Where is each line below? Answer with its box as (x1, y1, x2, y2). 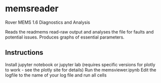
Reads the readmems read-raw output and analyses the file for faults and (5, 29, 154, 35)
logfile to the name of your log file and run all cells (5, 72, 107, 78)
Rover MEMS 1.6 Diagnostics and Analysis (5, 19, 90, 25)
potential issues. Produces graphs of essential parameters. (5, 34, 125, 40)
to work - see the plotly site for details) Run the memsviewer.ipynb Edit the (5, 67, 157, 73)
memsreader (5, 3, 59, 14)
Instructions (5, 48, 43, 57)
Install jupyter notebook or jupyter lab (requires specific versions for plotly (5, 61, 156, 67)
